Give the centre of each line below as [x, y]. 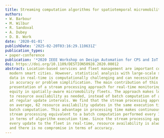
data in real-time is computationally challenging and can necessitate [84, 78]
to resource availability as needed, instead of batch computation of [83, 96]
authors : [14, 14]
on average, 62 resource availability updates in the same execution [82, 105]
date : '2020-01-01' [25, 42]
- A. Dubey [16, 32]
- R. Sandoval [20, 28]
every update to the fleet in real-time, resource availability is [80, 123]
